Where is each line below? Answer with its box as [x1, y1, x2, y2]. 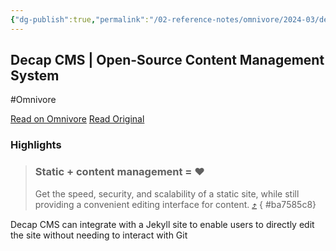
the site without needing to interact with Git [10, 229, 188, 241]
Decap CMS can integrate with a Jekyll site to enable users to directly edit [10, 218, 315, 230]
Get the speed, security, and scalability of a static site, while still [34, 187, 300, 200]
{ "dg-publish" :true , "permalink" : [10, 14, 150, 25]
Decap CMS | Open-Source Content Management [10, 52, 325, 69]
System [10, 67, 60, 85]
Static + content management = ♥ [34, 165, 206, 179]
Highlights [10, 138, 62, 152]
